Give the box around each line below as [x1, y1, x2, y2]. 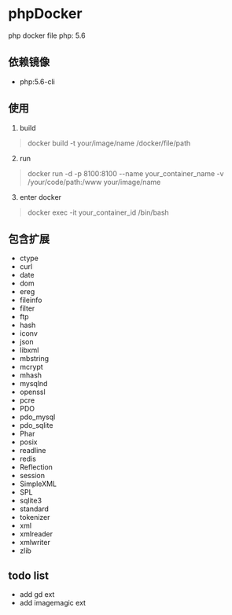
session [19, 471, 46, 481]
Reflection [19, 462, 53, 472]
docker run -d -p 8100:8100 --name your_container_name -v [27, 168, 224, 178]
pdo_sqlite [19, 421, 53, 430]
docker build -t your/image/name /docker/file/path [27, 138, 191, 148]
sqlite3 [19, 496, 42, 506]
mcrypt [19, 363, 43, 372]
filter [19, 304, 35, 313]
